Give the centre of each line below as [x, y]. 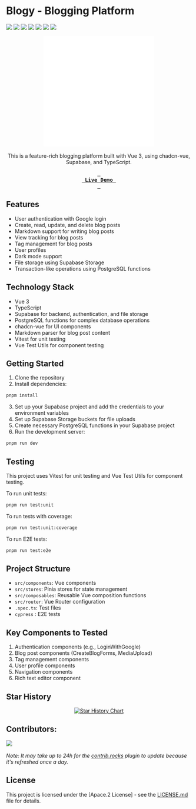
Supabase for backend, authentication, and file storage [81, 314]
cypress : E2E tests [37, 614]
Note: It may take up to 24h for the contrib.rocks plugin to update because [97, 755]
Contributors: [31, 729]
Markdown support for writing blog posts [64, 231]
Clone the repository [39, 378]
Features [23, 204]
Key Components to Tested [57, 633]
